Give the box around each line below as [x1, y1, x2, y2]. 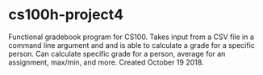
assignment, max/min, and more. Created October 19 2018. [8, 57, 204, 67]
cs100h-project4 [8, 6, 123, 24]
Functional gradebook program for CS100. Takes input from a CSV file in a [8, 32, 254, 41]
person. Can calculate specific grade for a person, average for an [8, 49, 226, 58]
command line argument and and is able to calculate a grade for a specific [8, 40, 256, 49]
